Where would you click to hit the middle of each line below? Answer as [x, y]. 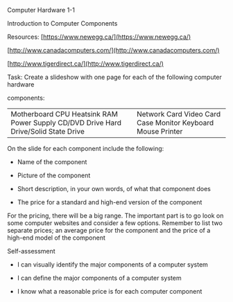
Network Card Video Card [178, 114]
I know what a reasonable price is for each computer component [110, 291]
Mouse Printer [159, 131]
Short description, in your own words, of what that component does [114, 189]
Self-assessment [31, 251]
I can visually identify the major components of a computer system [112, 265]
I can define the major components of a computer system [99, 278]
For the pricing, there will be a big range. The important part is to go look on [115, 215]
